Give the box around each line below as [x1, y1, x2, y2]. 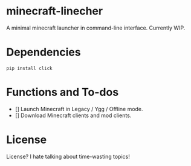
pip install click [6, 65, 53, 71]
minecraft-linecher [6, 4, 103, 18]
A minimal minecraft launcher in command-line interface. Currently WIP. [6, 24, 186, 31]
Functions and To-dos [6, 86, 119, 99]
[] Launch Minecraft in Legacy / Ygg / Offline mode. [15, 105, 143, 112]
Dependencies [6, 45, 81, 59]
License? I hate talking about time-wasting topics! [6, 153, 130, 160]
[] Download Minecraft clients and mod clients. [15, 112, 132, 119]
